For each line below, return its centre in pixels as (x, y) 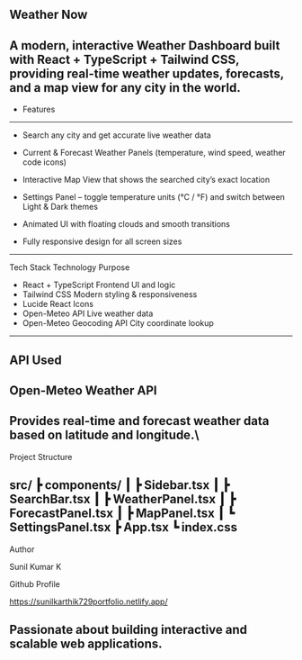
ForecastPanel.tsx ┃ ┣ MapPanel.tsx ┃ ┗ (122, 514)
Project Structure (41, 457)
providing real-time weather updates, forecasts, (147, 73)
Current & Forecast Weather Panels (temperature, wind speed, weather (154, 153)
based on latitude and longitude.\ (104, 435)
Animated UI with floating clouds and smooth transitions (126, 224)
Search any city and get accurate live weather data (116, 135)
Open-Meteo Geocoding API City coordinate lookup (118, 323)
